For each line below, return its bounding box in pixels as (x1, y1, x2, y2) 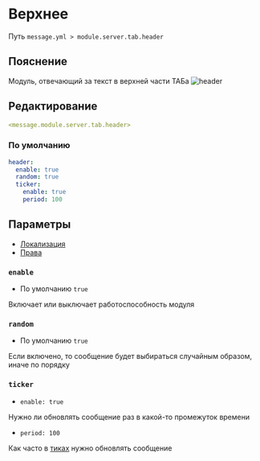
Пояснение (8, 55, 68, 68)
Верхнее (8, 5, 69, 23)
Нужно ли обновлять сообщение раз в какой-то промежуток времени (8, 412, 250, 422)
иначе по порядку (8, 360, 71, 370)
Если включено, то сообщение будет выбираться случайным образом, (8, 352, 253, 361)
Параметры (8, 218, 71, 232)
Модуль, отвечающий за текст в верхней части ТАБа (8, 76, 190, 85)
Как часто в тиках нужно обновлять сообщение (8, 443, 173, 453)
